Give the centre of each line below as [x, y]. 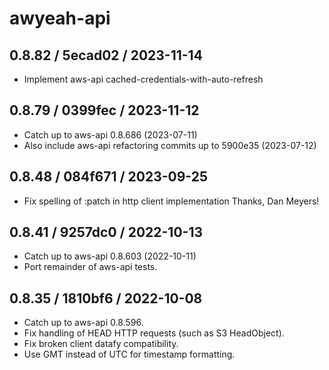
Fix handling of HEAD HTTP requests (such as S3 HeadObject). [154, 333]
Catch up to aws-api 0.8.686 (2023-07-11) [110, 134]
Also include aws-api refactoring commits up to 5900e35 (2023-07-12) [170, 145]
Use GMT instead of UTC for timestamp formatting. [129, 354]
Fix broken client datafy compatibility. [101, 344]
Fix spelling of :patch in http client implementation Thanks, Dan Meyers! [171, 201]
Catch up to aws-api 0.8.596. [83, 323]
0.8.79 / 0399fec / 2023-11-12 [104, 110]
